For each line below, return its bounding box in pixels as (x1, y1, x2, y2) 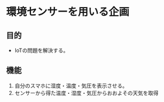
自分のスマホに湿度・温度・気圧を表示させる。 (14, 82, 128, 89)
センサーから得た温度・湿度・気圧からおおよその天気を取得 (14, 89, 159, 96)
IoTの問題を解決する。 (14, 47, 69, 54)
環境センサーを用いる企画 (6, 5, 130, 19)
